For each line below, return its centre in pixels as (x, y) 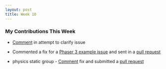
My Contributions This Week (40, 32)
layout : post (19, 10)
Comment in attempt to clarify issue (49, 42)
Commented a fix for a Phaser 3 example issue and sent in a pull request (86, 52)
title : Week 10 (21, 14)
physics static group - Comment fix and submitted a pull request (78, 61)
